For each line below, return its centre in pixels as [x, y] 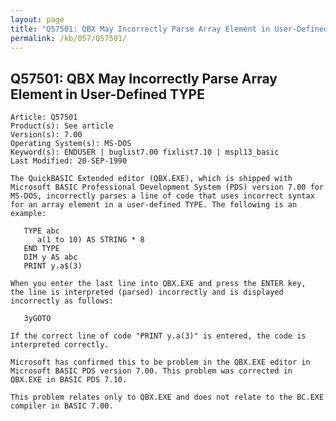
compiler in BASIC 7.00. [62, 406]
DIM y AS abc [50, 257]
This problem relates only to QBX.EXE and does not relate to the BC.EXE [167, 397]
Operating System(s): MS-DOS [71, 144]
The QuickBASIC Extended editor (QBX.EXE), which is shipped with [151, 179]
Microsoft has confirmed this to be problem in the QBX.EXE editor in [160, 362]
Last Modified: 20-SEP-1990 [69, 161]
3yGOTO [37, 319]
